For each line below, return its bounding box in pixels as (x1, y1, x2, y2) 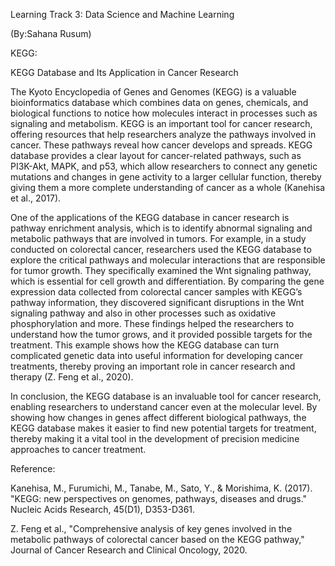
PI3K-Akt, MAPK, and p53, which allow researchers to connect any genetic (10, 160, 318, 172)
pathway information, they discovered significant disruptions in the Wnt (10, 297, 305, 308)
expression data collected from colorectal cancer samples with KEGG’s (10, 286, 303, 298)
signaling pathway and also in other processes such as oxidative (10, 307, 277, 319)
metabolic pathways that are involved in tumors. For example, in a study (10, 233, 307, 244)
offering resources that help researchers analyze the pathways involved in (10, 129, 317, 140)
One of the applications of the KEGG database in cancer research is (10, 212, 290, 223)
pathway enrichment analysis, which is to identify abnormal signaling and (10, 222, 313, 234)
